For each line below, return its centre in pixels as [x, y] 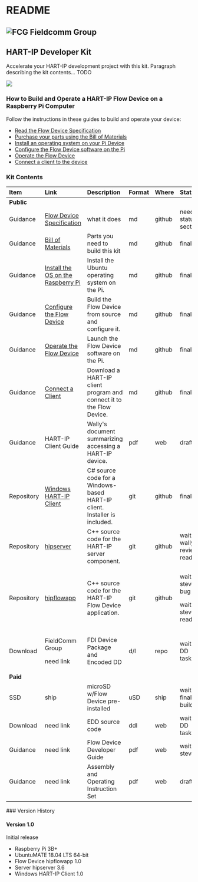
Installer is [101, 515]
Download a [103, 370]
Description [104, 192]
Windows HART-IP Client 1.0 [49, 874]
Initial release [22, 837]
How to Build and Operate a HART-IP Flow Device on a [85, 99]
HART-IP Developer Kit [49, 52]
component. [104, 561]
